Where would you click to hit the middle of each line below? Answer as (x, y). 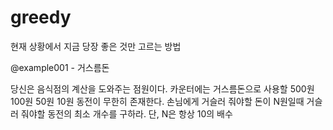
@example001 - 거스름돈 (60, 67)
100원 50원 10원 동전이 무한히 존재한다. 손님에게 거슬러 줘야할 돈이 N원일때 (157, 101)
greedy (41, 17)
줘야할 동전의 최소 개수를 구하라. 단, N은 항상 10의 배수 (126, 113)
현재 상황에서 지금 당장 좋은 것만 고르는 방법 (96, 46)
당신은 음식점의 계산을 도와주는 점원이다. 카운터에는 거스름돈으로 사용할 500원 (162, 88)
